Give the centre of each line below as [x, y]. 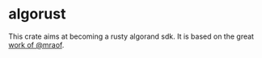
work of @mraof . [36, 44]
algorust [37, 14]
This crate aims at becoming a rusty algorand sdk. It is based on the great [131, 36]
